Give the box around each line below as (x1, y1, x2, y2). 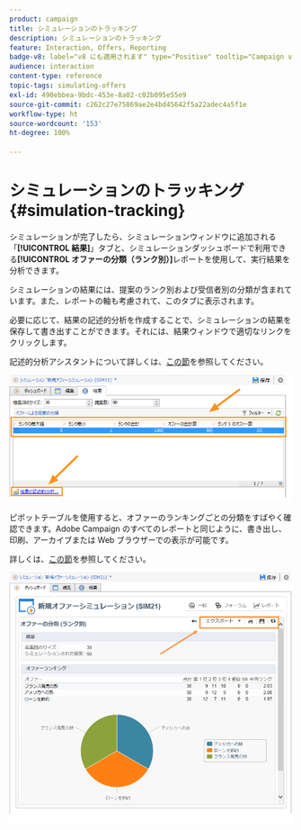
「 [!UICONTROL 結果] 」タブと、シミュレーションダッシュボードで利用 (9, 242, 271, 253)
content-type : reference (9, 72, 102, 81)
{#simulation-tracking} (9, 201, 186, 221)
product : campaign (9, 14, 78, 23)
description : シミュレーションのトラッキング (9, 33, 162, 42)
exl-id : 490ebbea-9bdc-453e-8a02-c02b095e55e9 (9, 90, 187, 99)
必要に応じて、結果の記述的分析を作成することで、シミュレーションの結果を (9, 314, 292, 325)
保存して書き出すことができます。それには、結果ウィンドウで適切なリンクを (9, 325, 292, 337)
